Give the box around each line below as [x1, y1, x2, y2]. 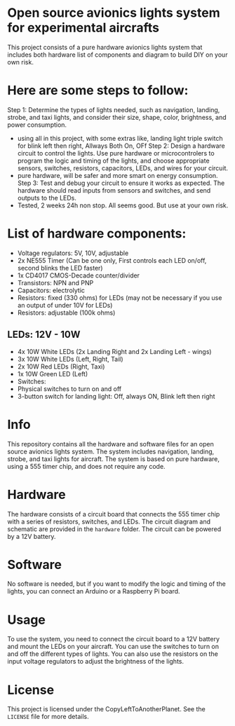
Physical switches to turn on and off [17, 384, 122, 393]
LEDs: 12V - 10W [7, 329, 81, 341]
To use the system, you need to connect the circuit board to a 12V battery [7, 635, 220, 643]
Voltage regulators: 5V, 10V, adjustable [17, 249, 129, 257]
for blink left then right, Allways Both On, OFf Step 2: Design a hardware [17, 142, 226, 150]
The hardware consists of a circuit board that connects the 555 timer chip [7, 509, 220, 518]
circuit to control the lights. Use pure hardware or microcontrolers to [17, 149, 215, 157]
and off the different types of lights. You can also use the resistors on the [7, 650, 219, 658]
